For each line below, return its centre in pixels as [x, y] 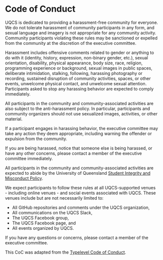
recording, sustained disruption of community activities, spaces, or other [78, 78]
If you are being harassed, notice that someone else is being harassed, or [79, 148]
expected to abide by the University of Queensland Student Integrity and [78, 173]
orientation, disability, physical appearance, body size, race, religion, [74, 63]
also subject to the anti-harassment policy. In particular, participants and [78, 109]
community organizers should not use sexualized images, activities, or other [81, 113]
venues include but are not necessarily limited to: [54, 198]
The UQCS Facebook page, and [44, 223]
